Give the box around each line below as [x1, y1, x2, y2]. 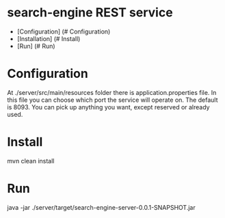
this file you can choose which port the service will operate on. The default [7, 96, 218, 104]
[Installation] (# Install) [16, 34, 81, 42]
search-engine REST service [7, 5, 173, 21]
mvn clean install [7, 156, 55, 165]
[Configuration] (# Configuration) [16, 27, 111, 36]
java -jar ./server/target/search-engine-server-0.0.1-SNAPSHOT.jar [7, 203, 196, 211]
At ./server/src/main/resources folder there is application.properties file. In [7, 88, 217, 96]
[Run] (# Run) [16, 42, 56, 50]
